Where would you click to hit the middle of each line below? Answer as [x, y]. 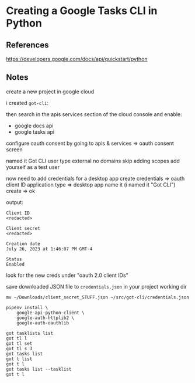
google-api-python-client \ [51, 313]
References [27, 45]
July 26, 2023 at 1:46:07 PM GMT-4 [49, 249]
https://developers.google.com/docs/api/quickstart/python [77, 59]
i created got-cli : [27, 103]
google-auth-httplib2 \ [46, 318]
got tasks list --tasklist [39, 369]
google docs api [34, 126]
